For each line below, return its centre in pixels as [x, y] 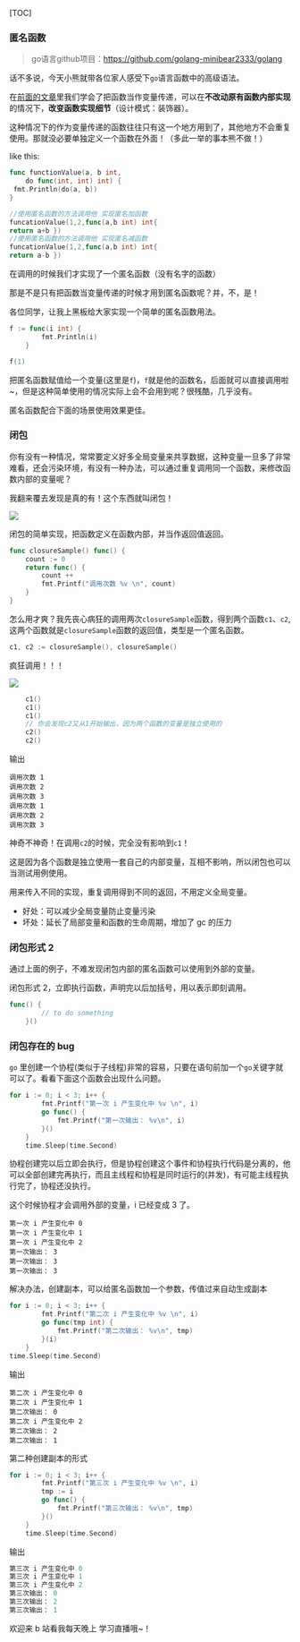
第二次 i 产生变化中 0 [46, 1393]
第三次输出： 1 [33, 1610]
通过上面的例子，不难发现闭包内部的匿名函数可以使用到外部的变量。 [134, 969]
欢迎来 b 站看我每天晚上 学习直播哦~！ [80, 1628]
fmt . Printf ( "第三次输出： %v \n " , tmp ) [125, 1509]
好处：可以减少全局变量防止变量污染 [89, 911]
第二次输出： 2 [33, 1431]
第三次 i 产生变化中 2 [46, 1585]
